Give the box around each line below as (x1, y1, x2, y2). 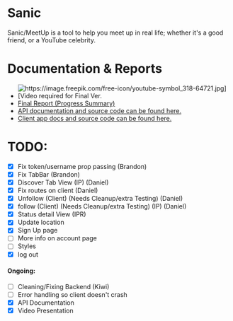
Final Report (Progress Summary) (17, 99, 115, 107)
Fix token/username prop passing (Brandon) (17, 162, 147, 170)
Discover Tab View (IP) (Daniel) (17, 178, 109, 187)
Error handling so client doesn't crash (17, 290, 127, 298)
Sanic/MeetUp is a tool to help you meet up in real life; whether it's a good (7, 28, 224, 37)
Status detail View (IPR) (17, 210, 86, 218)
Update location (17, 218, 65, 227)
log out (17, 250, 39, 259)
